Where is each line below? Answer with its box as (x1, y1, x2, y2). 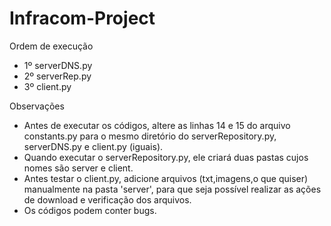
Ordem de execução (9, 40, 94, 52)
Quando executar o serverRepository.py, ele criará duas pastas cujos (23, 151, 309, 163)
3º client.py (23, 80, 72, 92)
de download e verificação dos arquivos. (23, 193, 192, 206)
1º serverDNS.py (23, 59, 93, 71)
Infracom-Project (9, 7, 156, 30)
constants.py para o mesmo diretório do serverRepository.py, (23, 130, 277, 142)
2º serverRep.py (23, 70, 92, 82)
